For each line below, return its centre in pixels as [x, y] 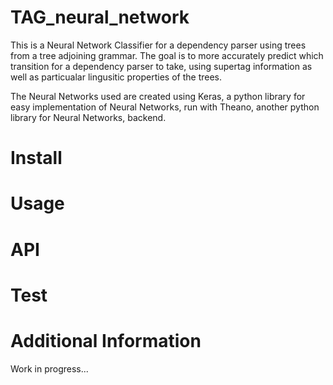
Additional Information [106, 340]
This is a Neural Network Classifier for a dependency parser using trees [158, 45]
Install [36, 158]
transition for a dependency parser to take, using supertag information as [161, 66]
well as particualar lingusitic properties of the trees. [116, 77]
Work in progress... [49, 368]
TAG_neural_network [100, 17]
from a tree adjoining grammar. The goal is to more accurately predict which [167, 55]
